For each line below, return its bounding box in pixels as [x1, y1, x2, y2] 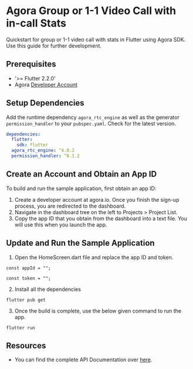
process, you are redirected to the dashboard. [14, 202, 126, 209]
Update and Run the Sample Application [6, 238, 155, 248]
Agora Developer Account [14, 81, 78, 88]
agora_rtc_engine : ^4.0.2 [11, 148, 75, 154]
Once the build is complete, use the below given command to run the [14, 307, 182, 314]
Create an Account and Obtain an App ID [6, 169, 157, 180]
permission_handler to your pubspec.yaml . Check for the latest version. [6, 120, 176, 127]
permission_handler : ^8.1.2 [11, 153, 80, 159]
